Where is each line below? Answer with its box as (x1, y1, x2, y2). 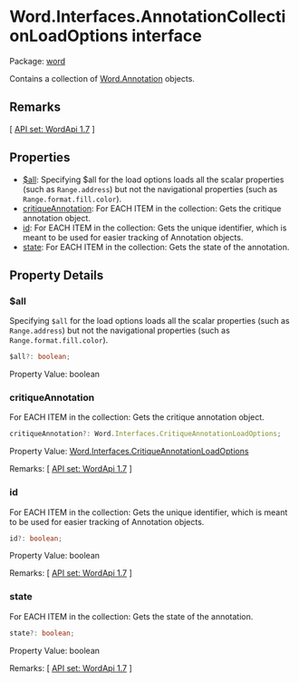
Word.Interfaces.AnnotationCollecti (9, 6, 286, 27)
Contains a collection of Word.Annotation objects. (9, 73, 195, 83)
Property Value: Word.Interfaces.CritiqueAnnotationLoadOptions (9, 446, 249, 457)
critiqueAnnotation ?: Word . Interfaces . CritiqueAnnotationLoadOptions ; (9, 429, 282, 439)
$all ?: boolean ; (9, 352, 71, 362)
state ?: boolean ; (9, 628, 75, 638)
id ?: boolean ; (9, 533, 63, 543)
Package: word (9, 55, 66, 66)
